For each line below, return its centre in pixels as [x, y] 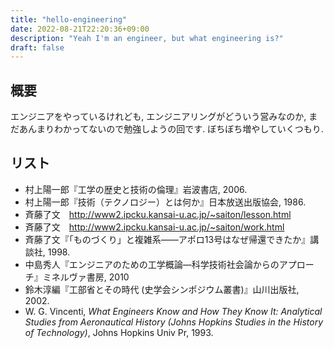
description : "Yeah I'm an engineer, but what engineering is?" [147, 38]
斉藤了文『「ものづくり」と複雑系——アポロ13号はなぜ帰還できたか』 [167, 239]
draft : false [37, 47]
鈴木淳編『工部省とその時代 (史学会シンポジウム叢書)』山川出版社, [162, 289]
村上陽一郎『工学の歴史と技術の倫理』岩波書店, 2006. [136, 189]
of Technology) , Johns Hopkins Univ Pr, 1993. [119, 332]
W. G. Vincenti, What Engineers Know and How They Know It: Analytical [173, 311]
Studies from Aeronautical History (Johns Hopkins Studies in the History [173, 322]
